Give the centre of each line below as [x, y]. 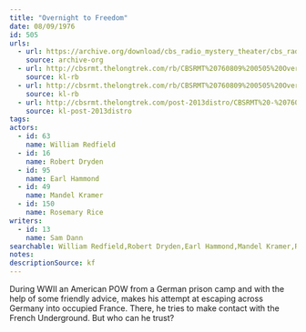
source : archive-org [65, 60]
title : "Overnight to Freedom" [69, 18]
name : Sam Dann [55, 237]
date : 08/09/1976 [42, 26]
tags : [20, 119]
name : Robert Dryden [65, 161]
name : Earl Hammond [63, 178]
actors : [24, 128]
